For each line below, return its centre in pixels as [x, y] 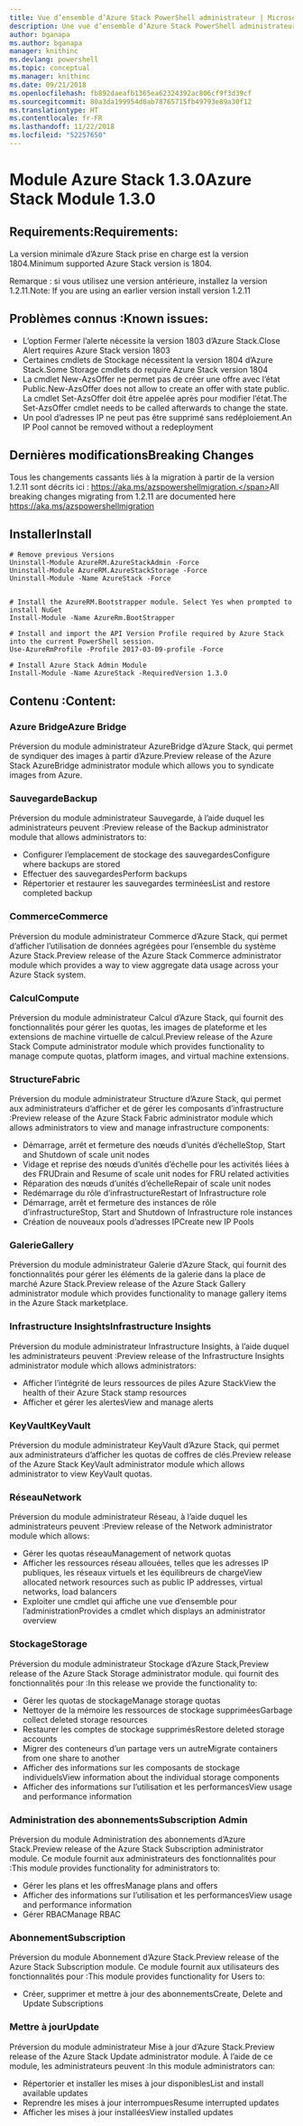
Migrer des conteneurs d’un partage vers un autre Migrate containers [150, 1748]
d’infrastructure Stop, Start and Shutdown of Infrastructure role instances [157, 1212]
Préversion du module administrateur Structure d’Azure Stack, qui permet [145, 1099]
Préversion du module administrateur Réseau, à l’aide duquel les [129, 1517]
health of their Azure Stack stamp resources [105, 1392]
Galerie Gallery [42, 1245]
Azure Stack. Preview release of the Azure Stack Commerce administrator [146, 955]
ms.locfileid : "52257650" [58, 135]
